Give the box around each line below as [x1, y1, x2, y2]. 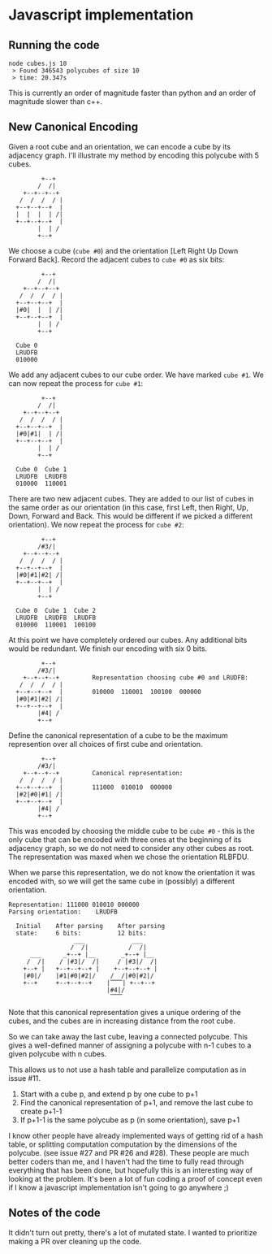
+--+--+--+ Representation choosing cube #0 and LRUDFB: [23, 673, 249, 682]
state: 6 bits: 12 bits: [15, 929, 148, 937]
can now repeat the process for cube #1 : [8, 378, 144, 388]
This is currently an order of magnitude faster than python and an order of [8, 88, 257, 98]
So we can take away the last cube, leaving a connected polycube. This [8, 1031, 248, 1041]
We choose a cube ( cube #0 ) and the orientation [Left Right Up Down [8, 245, 239, 255]
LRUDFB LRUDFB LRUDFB [15, 614, 96, 622]
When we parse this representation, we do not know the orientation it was [8, 867, 256, 877]
